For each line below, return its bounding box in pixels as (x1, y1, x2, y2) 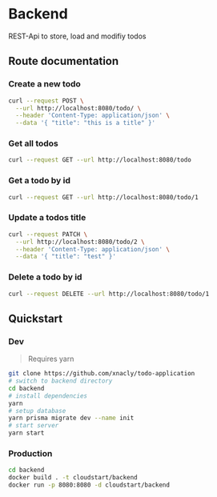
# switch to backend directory (8, 377, 113, 385)
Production (8, 447, 53, 459)
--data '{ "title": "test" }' (15, 253, 116, 261)
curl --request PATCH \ (8, 230, 88, 238)
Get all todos (8, 138, 58, 149)
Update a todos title (8, 212, 86, 223)
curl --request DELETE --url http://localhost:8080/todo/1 (8, 290, 210, 298)
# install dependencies (8, 391, 88, 400)
